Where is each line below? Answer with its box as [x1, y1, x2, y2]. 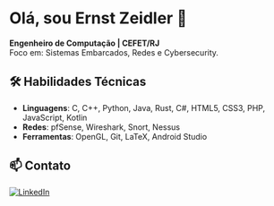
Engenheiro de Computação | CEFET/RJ [9, 38, 160, 48]
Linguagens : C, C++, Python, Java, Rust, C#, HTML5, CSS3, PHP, [21, 102, 266, 113]
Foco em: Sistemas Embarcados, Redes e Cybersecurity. [9, 47, 219, 57]
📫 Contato [9, 159, 72, 174]
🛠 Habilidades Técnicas [9, 74, 147, 90]
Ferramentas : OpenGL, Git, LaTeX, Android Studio [21, 131, 208, 142]
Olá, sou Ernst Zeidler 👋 [9, 8, 188, 29]
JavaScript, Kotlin [21, 112, 88, 123]
